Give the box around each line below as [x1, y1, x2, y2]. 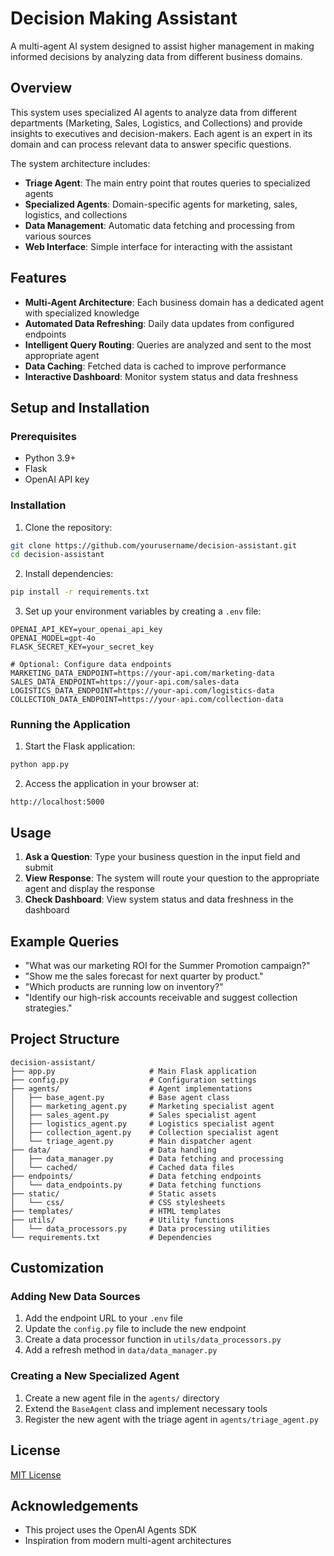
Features [10, 270, 67, 287]
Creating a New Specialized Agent [10, 1369, 180, 1383]
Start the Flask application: [24, 740, 136, 752]
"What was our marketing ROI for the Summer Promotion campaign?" [24, 959, 311, 971]
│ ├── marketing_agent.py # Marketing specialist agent [10, 1101, 275, 1111]
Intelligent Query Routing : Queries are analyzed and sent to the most [24, 338, 312, 351]
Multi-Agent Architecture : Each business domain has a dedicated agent [24, 296, 325, 308]
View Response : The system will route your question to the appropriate [24, 872, 320, 884]
